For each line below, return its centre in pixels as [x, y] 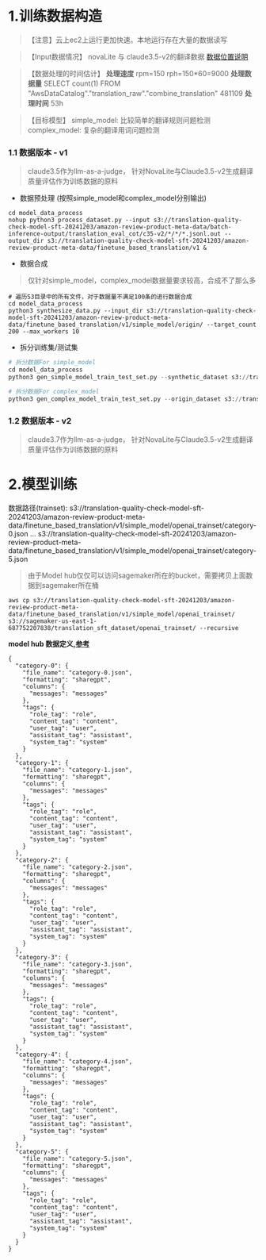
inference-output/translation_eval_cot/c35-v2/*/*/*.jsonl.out [115, 234]
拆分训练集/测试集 [49, 348]
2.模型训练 [43, 484]
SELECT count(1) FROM [82, 83]
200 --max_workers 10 [44, 332]
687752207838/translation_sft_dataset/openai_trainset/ [102, 628]
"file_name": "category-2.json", [78, 867]
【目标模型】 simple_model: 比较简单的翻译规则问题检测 [119, 120]
